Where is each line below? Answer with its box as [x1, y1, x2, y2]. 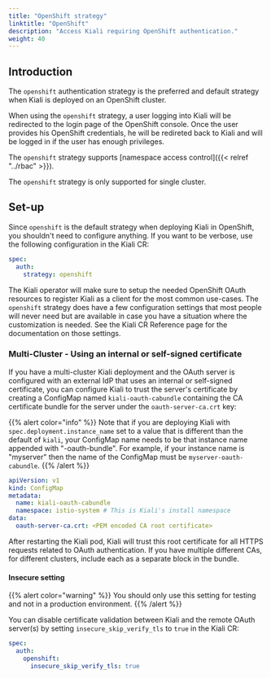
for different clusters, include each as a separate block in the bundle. [8, 553, 240, 563]
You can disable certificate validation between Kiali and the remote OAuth [8, 615, 256, 625]
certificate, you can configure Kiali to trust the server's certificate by [8, 384, 238, 394]
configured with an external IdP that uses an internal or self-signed [8, 375, 233, 385]
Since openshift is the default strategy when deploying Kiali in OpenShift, [8, 221, 255, 232]
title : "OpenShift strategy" [8, 11, 107, 20]
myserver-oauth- [188, 453, 244, 461]
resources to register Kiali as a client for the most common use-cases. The [8, 294, 259, 304]
